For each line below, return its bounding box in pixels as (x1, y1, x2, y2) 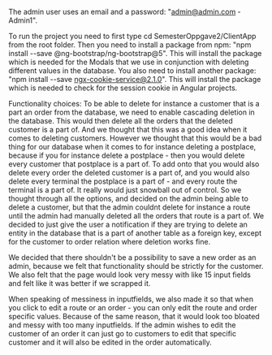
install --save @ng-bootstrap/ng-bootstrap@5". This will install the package (8, 49, 262, 58)
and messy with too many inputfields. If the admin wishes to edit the (8, 320, 236, 330)
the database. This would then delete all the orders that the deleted (8, 116, 233, 125)
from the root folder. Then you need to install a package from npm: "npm (8, 40, 252, 50)
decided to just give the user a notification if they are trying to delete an (8, 219, 248, 229)
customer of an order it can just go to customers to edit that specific (8, 329, 237, 338)
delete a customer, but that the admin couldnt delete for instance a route (8, 202, 251, 212)
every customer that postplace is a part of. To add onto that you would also (8, 159, 260, 169)
